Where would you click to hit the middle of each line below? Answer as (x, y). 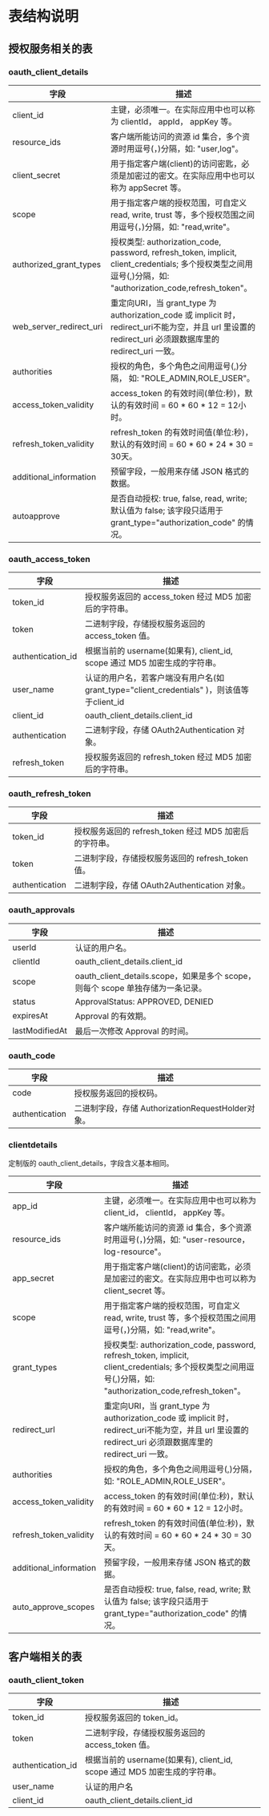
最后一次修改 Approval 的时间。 (134, 1031)
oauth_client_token (46, 1680)
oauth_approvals (42, 910)
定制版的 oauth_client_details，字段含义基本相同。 (91, 1163)
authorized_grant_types (57, 264)
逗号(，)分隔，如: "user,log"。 (189, 148)
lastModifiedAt (40, 1030)
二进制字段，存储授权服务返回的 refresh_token (161, 859)
